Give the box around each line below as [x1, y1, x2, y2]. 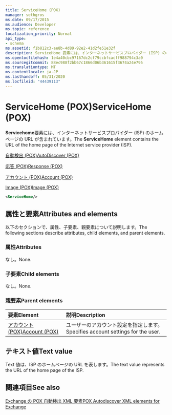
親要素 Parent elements [5, 297, 63, 304]
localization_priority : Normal [5, 31, 72, 36]
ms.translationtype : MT [5, 65, 56, 70]
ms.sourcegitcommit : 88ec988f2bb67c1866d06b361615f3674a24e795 [5, 60, 143, 65]
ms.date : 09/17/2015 [5, 17, 50, 22]
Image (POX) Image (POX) [5, 184, 59, 190]
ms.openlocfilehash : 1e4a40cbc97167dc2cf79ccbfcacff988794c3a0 [5, 55, 143, 60]
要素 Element [8, 312, 39, 319]
